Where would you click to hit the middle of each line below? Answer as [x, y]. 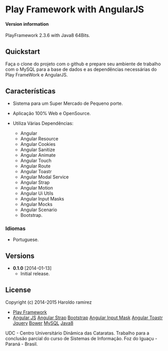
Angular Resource [39, 139]
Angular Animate [38, 155]
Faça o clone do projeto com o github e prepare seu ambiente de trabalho [83, 64]
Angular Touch [36, 161]
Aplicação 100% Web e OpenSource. [52, 114]
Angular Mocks [36, 205]
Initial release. [35, 274]
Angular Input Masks [42, 199]
